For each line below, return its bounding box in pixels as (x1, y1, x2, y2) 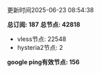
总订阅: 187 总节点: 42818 (7, 20, 80, 29)
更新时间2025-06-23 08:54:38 (7, 6, 94, 14)
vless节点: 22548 (16, 35, 67, 43)
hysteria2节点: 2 (16, 44, 63, 51)
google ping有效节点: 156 (7, 58, 80, 66)
